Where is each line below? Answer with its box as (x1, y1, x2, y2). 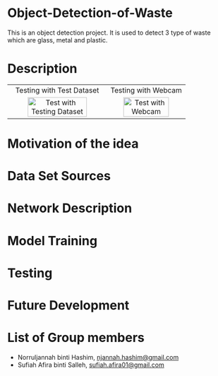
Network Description (7, 200, 133, 216)
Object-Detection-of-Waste (7, 5, 173, 21)
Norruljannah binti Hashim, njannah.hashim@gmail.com (17, 353, 179, 361)
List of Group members (7, 330, 145, 346)
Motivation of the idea (7, 136, 139, 152)
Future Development (7, 298, 130, 313)
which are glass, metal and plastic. (7, 35, 108, 44)
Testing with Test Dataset (15, 85, 99, 95)
